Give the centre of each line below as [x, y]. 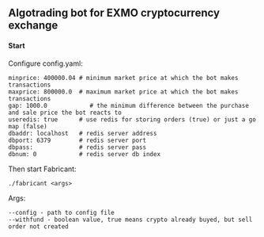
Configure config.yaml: [45, 63]
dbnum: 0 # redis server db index [84, 154]
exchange [33, 26]
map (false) [28, 126]
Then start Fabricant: [42, 169]
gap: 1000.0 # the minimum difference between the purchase [128, 105]
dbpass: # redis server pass [77, 147]
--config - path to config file [61, 212]
